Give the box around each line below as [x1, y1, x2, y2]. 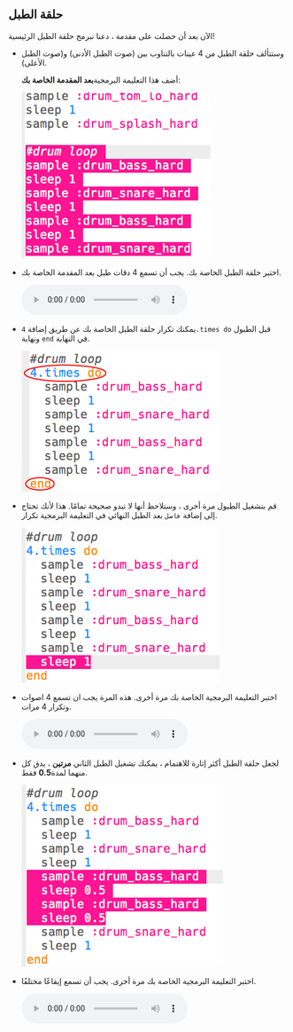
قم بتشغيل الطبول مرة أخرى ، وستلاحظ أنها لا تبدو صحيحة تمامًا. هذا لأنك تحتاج [20, 500, 277, 511]
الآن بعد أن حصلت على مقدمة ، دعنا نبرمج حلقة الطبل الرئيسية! [8, 30, 215, 41]
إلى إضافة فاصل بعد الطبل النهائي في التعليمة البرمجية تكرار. [20, 509, 218, 520]
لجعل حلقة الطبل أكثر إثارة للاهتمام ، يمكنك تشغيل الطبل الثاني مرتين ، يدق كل [20, 758, 280, 768]
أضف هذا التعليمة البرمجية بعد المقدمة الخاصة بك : [20, 75, 181, 85]
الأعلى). [20, 57, 48, 67]
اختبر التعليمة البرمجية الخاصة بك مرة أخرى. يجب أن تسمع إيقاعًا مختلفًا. [20, 975, 257, 986]
